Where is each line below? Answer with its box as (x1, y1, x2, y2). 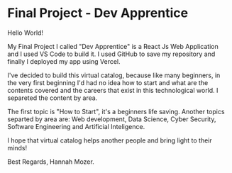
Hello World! (7, 28, 44, 37)
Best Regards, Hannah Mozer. (7, 157, 94, 166)
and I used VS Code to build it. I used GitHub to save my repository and (7, 50, 216, 58)
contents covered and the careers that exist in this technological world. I (7, 86, 219, 94)
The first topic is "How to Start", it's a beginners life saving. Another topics (7, 107, 225, 116)
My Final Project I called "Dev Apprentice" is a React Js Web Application (7, 42, 219, 50)
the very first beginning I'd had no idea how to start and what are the (7, 78, 209, 86)
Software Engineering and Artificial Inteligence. (7, 122, 145, 130)
